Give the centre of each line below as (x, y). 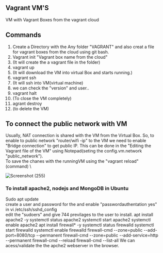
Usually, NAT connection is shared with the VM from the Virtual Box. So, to (80, 135)
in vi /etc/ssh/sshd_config (31, 209)
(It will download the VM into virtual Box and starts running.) (73, 72)
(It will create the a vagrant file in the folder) (56, 62)
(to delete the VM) (31, 108)
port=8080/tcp (20, 235)
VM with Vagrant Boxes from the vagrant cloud (52, 19)
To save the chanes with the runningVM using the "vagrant (64, 161)
